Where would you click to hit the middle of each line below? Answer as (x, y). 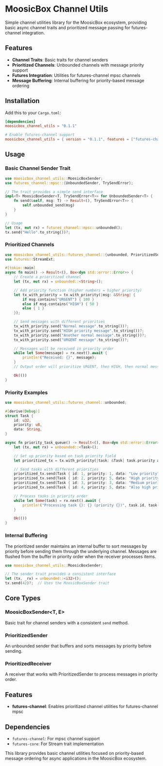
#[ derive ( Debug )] (23, 411)
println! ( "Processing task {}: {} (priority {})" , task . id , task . (91, 505)
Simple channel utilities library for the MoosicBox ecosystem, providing (76, 22)
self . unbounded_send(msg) (49, 205)
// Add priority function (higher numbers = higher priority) (78, 290)
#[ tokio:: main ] (20, 268)
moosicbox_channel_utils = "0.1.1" (41, 126)
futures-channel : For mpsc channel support (56, 738)
